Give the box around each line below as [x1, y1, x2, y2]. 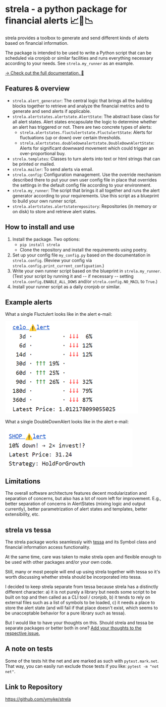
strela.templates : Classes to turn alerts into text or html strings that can [12, 156, 160, 162]
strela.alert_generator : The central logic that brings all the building [12, 97, 153, 103]
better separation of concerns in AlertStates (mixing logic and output [5, 501, 146, 507]
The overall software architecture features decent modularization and [5, 490, 147, 496]
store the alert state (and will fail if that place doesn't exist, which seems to [5, 605, 158, 611]
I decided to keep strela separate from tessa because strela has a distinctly [5, 584, 159, 590]
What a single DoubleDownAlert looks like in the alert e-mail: [5, 419, 129, 425]
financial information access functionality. [5, 544, 91, 550]
